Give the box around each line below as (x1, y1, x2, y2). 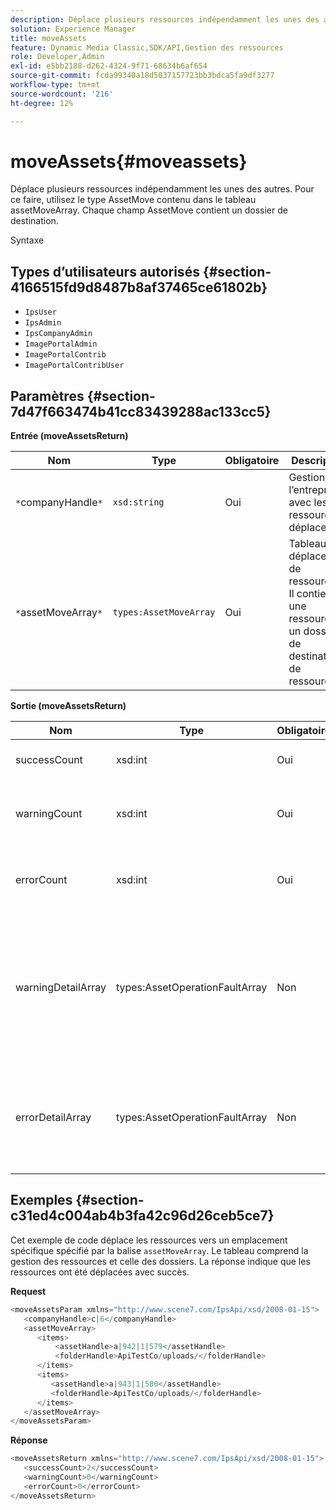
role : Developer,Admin (10, 52, 105, 62)
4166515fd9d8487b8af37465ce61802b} (10, 279, 268, 296)
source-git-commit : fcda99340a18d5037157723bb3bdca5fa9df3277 (10, 71, 275, 81)
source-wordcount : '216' (10, 89, 114, 99)
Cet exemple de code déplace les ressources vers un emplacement (10, 1234, 288, 1246)
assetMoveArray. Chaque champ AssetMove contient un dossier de (10, 204, 288, 216)
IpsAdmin (24, 318, 62, 328)
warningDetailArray (15, 981, 107, 995)
